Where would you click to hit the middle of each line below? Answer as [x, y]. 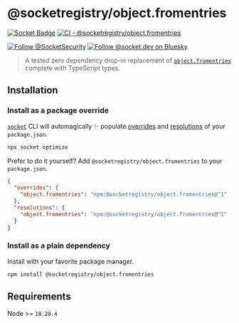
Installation [33, 90]
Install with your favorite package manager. [70, 261]
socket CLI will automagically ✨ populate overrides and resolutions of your [116, 126]
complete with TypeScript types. [73, 68]
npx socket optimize [38, 147]
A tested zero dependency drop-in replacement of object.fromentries [128, 60]
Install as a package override [58, 110]
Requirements [39, 297]
